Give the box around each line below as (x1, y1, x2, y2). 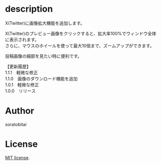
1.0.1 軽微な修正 (5, 82, 39, 87)
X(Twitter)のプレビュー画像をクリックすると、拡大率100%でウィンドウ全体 (5, 30, 157, 36)
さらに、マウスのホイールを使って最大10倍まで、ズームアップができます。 (5, 42, 155, 48)
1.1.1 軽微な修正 (5, 69, 38, 75)
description (5, 3, 53, 15)
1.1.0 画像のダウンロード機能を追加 (5, 76, 78, 82)
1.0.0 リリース (5, 88, 36, 94)
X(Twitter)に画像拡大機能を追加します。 (5, 20, 85, 26)
